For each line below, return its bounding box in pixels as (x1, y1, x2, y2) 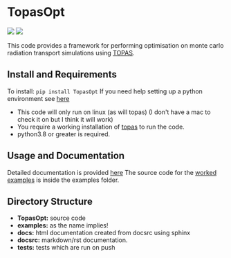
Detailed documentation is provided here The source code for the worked (7, 168, 217, 176)
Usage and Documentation (7, 150, 125, 162)
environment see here (7, 94, 70, 102)
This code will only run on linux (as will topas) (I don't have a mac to (17, 108, 211, 116)
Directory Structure (7, 195, 93, 208)
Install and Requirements (7, 68, 118, 80)
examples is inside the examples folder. (7, 176, 120, 184)
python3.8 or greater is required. (17, 129, 111, 138)
